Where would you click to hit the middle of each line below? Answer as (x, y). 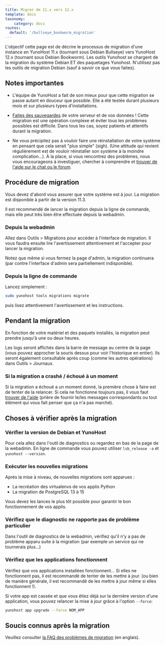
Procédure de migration (42, 183)
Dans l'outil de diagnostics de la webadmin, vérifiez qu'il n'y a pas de (75, 536)
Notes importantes (34, 83)
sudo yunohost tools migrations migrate (47, 296)
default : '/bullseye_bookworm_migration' (53, 33)
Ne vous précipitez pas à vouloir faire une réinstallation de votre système (86, 140)
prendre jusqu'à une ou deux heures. (43, 338)
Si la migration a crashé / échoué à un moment (62, 376)
